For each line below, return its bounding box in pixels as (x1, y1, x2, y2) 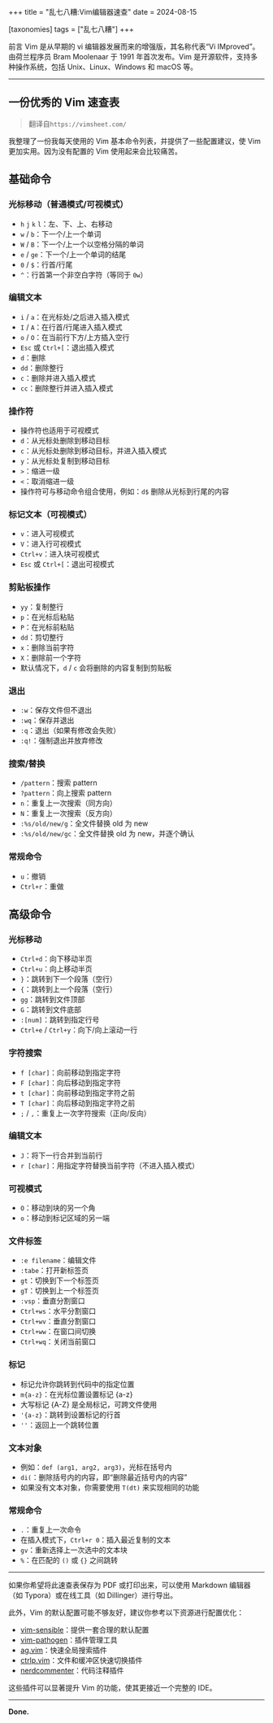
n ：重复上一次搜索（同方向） (19, 798, 117, 808)
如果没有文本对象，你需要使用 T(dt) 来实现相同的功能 (19, 1483, 200, 1493)
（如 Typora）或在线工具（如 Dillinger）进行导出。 (8, 1590, 177, 1600)
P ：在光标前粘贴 (19, 622, 75, 632)
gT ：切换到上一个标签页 (19, 1286, 100, 1296)
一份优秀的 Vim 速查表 (8, 96, 120, 110)
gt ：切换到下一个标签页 (19, 1276, 100, 1285)
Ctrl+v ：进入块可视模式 (19, 549, 100, 559)
